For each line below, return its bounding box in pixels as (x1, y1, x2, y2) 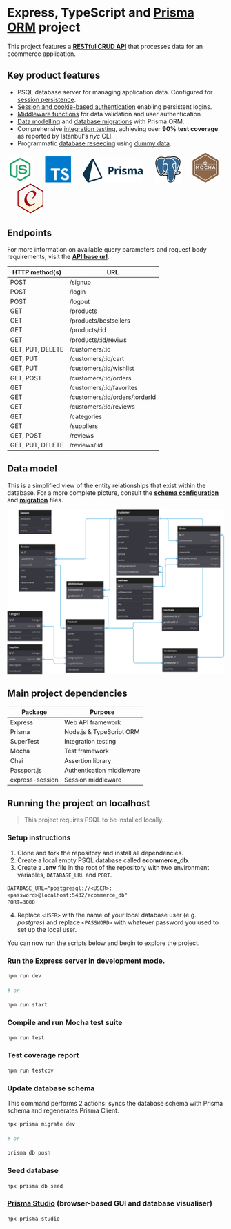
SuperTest (10, 738, 39, 746)
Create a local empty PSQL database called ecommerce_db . (17, 856, 190, 864)
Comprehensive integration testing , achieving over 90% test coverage (17, 124, 219, 132)
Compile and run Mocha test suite (7, 1018, 123, 1028)
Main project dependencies (7, 688, 128, 700)
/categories (69, 412, 102, 420)
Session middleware (64, 775, 122, 784)
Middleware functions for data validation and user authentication (17, 110, 201, 118)
